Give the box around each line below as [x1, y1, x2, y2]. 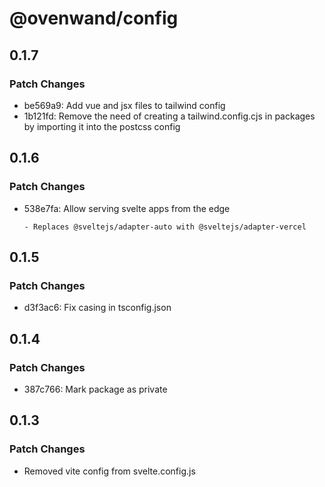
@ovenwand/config [9, 7, 179, 30]
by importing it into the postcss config [23, 120, 181, 132]
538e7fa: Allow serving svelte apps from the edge [23, 202, 231, 214]
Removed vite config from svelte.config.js [23, 465, 196, 477]
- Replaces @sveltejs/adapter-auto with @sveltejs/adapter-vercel [23, 222, 307, 232]
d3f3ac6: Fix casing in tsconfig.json [23, 302, 172, 314]
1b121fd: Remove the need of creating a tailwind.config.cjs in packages [23, 110, 316, 122]
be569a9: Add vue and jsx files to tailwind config [23, 99, 226, 111]
